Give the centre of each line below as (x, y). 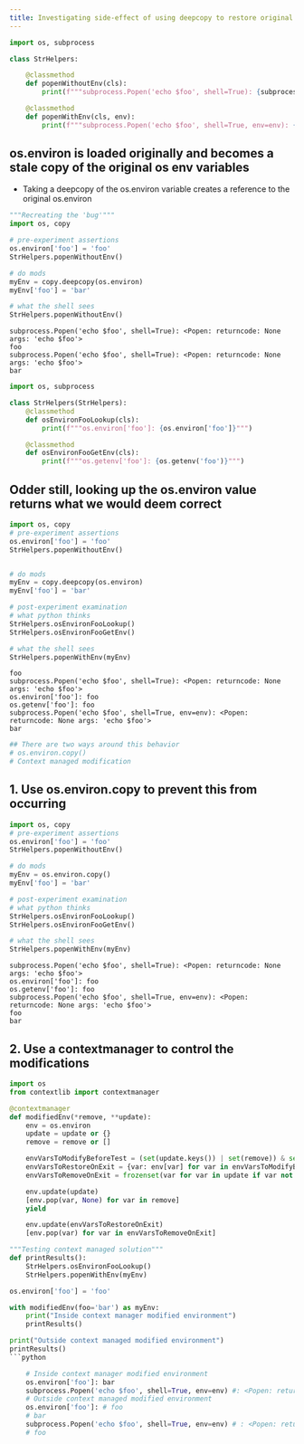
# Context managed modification (70, 762)
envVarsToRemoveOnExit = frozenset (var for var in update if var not (160, 1175)
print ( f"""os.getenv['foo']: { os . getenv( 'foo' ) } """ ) (143, 461)
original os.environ (57, 199)
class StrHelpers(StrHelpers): (68, 404)
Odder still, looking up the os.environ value (133, 489)
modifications (50, 1063)
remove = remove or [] (68, 1142)
